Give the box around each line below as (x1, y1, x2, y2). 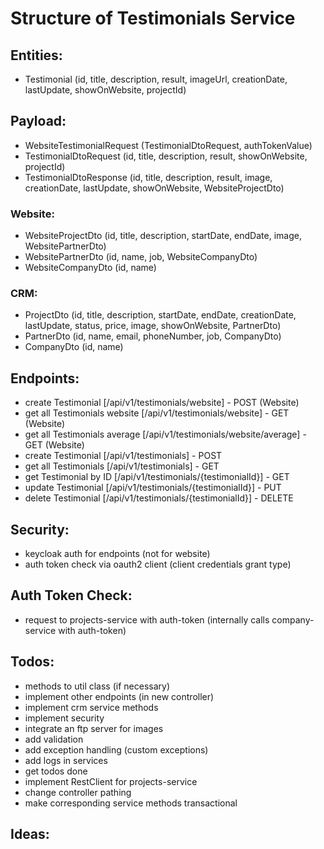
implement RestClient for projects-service (24, 775, 198, 787)
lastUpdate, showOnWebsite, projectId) (24, 84, 187, 96)
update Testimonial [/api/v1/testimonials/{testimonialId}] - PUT (24, 482, 282, 494)
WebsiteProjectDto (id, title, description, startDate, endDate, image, (24, 230, 302, 242)
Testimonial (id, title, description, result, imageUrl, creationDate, (24, 73, 288, 85)
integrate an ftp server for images (24, 722, 164, 734)
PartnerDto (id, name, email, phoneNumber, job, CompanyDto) (24, 330, 282, 342)
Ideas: (10, 826, 50, 843)
